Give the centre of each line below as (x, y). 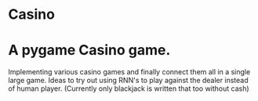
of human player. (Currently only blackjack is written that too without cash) (129, 88)
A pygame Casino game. (89, 50)
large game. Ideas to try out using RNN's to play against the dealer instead (128, 81)
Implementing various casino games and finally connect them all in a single (129, 72)
